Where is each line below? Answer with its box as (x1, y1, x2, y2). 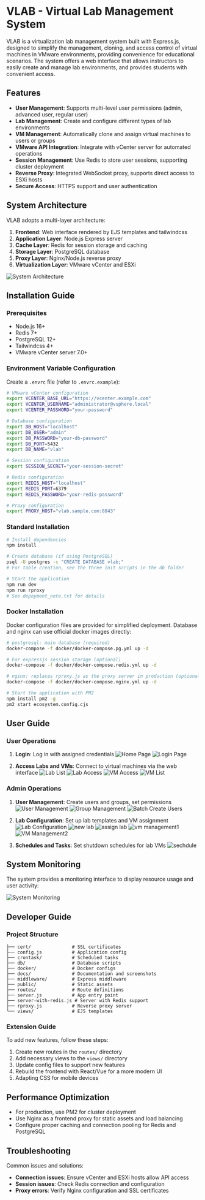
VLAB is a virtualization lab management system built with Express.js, (6, 37, 181, 45)
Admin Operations (6, 784, 62, 793)
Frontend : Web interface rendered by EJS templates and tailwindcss (15, 228, 188, 235)
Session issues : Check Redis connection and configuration (15, 1180, 165, 1188)
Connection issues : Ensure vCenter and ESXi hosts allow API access (15, 1174, 189, 1181)
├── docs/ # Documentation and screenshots (6, 971, 157, 977)
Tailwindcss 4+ (15, 342, 54, 350)
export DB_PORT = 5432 (6, 441, 59, 447)
